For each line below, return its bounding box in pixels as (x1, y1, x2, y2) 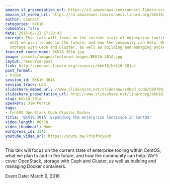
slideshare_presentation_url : (5, 91, 69, 97)
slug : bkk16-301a (5, 96, 42, 101)
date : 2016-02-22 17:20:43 (5, 31, 62, 36)
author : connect (5, 17, 39, 22)
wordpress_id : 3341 (5, 129, 46, 134)
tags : (5, 106, 17, 111)
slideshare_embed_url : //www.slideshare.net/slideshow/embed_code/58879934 (5, 86, 167, 92)
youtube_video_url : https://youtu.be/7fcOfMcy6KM (5, 134, 112, 139)
